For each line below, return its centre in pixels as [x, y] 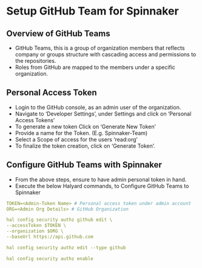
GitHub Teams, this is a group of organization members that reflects [100, 48]
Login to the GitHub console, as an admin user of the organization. [98, 107]
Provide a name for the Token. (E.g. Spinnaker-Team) [81, 133]
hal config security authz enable [50, 258]
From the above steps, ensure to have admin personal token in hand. [101, 179]
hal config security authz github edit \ [59, 220]
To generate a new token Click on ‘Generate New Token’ [85, 126]
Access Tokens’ [35, 120]
